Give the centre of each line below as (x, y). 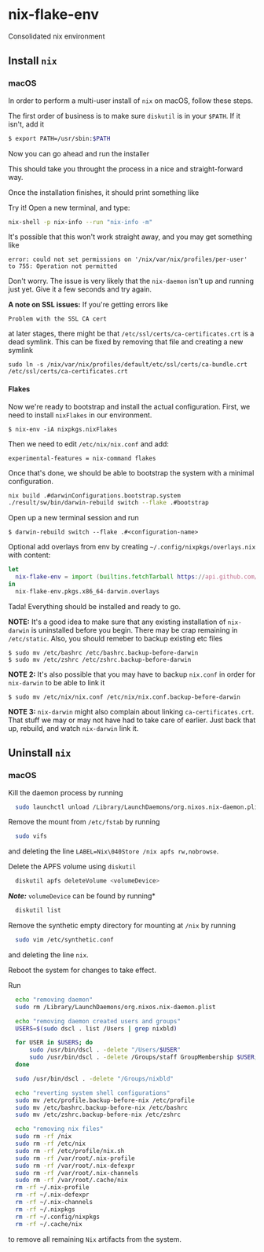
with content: (29, 555)
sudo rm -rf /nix (44, 1136)
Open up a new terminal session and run (73, 518)
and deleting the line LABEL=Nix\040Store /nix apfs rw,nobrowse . (114, 851)
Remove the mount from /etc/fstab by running (84, 822)
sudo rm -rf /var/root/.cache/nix (71, 1180)
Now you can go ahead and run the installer (79, 153)
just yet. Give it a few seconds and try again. (80, 289)
